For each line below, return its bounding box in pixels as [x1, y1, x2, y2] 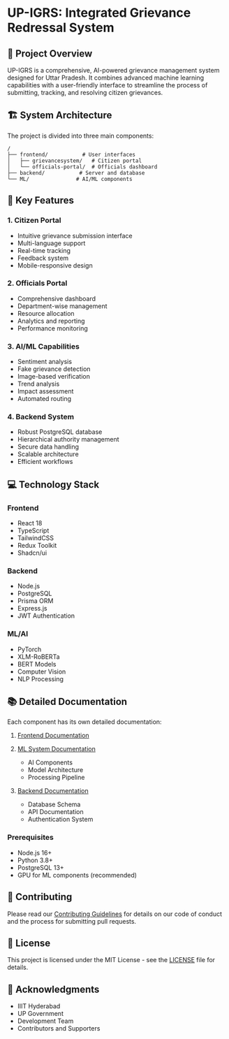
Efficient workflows [17, 458, 73, 466]
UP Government [17, 1010, 64, 1018]
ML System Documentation [17, 745, 96, 753]
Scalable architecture [17, 450, 79, 458]
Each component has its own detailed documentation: [7, 718, 162, 726]
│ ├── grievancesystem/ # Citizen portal [7, 157, 142, 164]
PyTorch [17, 645, 42, 653]
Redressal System [7, 20, 114, 36]
